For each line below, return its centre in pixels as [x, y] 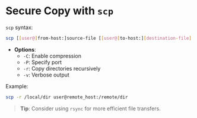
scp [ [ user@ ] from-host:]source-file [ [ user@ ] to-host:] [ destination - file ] [99, 38]
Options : [25, 49]
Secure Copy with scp [60, 11]
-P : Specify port [42, 62]
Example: [17, 86]
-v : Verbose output [46, 75]
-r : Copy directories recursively [62, 68]
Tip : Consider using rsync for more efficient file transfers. [90, 109]
